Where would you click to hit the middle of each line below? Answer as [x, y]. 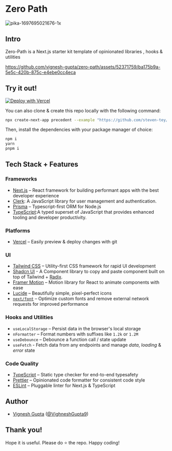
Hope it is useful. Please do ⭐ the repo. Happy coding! [62, 442]
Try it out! [21, 88]
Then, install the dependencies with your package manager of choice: [79, 130]
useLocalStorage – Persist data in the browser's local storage [77, 328]
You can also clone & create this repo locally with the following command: [83, 110]
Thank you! [24, 430]
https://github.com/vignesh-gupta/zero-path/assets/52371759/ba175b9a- [83, 66]
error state [24, 350]
